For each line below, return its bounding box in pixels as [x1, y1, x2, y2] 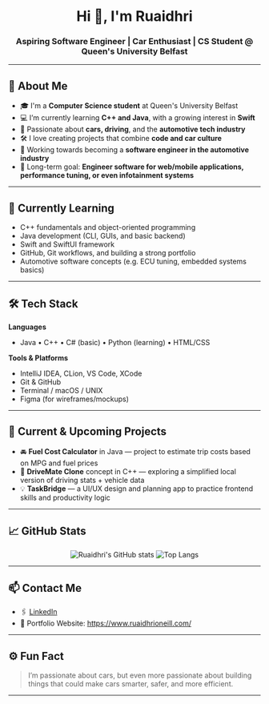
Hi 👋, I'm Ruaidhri [75, 7, 194, 26]
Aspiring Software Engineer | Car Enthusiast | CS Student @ [15, 36, 254, 47]
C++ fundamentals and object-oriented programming [19, 223, 196, 232]
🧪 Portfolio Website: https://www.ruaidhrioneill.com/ [19, 618, 192, 628]
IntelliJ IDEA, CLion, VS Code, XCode [19, 368, 143, 378]
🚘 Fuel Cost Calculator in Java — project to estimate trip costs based [19, 446, 251, 456]
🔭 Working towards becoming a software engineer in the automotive [19, 145, 250, 155]
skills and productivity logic [19, 493, 110, 502]
